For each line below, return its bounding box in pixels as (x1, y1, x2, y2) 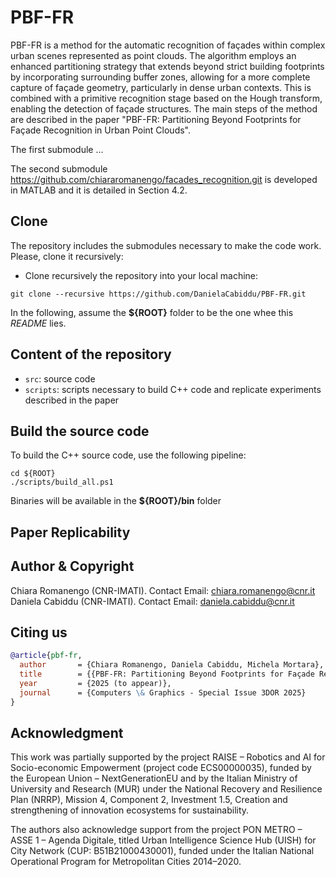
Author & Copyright (10, 558, 135, 575)
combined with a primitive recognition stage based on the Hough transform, (10, 92, 323, 104)
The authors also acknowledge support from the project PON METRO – (10, 824, 303, 836)
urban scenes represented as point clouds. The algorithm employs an (10, 49, 297, 61)
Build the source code (10, 422, 150, 440)
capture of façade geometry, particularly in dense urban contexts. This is (10, 81, 312, 93)
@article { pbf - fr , (10, 651, 83, 661)
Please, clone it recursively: (10, 250, 124, 262)
